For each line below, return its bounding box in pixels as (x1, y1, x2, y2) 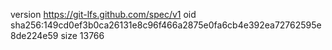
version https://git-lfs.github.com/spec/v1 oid (10, 9, 197, 20)
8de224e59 (10, 30, 59, 41)
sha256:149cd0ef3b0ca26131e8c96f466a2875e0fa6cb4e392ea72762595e (10, 19, 322, 31)
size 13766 (60, 30, 105, 41)
